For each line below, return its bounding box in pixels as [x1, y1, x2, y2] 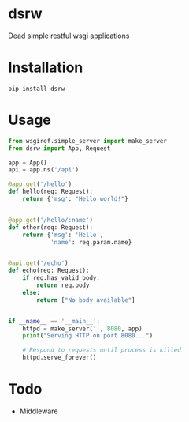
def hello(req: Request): [8, 187, 93, 196]
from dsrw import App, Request [8, 144, 111, 153]
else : [22, 288, 41, 296]
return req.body [36, 281, 90, 289]
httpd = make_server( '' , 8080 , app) [22, 325, 143, 333]
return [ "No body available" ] [36, 296, 135, 304]
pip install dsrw [8, 85, 65, 92]
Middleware [19, 406, 58, 416]
